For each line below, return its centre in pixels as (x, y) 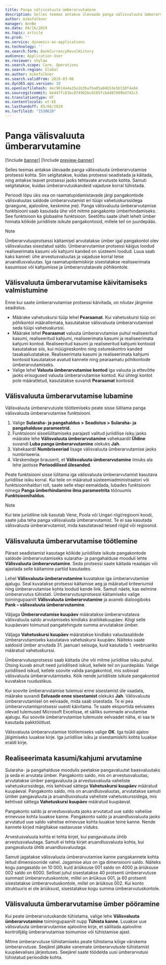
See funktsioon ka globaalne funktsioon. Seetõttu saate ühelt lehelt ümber (81, 216)
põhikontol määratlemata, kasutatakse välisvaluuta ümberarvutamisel (83, 322)
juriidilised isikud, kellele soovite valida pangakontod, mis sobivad (72, 671)
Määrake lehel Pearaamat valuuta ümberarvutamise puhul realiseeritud (84, 333)
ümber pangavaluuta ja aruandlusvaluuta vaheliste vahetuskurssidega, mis (81, 796)
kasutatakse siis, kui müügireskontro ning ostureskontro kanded (77, 349)
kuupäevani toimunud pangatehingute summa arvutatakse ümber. (72, 625)
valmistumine (27, 290)
